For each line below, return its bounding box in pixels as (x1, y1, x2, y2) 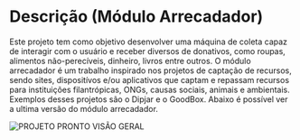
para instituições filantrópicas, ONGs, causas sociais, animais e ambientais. (9, 84, 291, 95)
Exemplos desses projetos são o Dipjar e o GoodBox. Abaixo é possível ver (9, 93, 288, 105)
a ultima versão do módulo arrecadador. (9, 103, 158, 114)
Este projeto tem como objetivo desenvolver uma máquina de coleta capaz (9, 36, 287, 47)
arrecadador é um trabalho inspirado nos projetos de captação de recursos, (9, 65, 292, 76)
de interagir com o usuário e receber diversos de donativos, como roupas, (9, 45, 286, 56)
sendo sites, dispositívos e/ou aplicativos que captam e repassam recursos (9, 74, 290, 85)
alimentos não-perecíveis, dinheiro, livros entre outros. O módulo (9, 55, 251, 66)
